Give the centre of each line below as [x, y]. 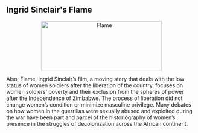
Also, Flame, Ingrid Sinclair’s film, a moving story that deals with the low [95, 79]
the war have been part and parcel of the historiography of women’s [91, 117]
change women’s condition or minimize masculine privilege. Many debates [99, 104]
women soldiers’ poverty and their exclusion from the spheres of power [95, 91]
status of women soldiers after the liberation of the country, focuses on [94, 85]
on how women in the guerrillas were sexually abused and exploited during [99, 111]
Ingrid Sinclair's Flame [49, 10]
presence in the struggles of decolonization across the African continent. [97, 123]
